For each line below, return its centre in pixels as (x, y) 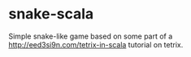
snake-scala (51, 14)
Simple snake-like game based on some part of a (91, 36)
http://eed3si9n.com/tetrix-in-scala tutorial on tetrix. (96, 44)
